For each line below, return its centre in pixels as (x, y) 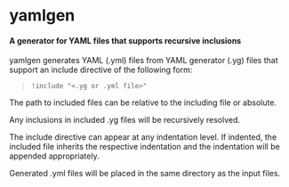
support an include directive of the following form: (101, 70)
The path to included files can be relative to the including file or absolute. (143, 102)
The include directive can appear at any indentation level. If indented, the (143, 137)
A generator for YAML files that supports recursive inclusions (125, 40)
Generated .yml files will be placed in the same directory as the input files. (145, 174)
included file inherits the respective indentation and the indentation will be (144, 147)
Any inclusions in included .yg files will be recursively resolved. (125, 120)
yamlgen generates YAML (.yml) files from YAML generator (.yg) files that (144, 61)
